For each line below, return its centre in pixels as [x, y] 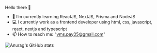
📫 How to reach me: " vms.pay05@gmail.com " [59, 34]
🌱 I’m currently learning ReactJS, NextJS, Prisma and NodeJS [74, 16]
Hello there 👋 [18, 7]
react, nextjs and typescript [39, 29]
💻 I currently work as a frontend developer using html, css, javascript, [82, 22]
